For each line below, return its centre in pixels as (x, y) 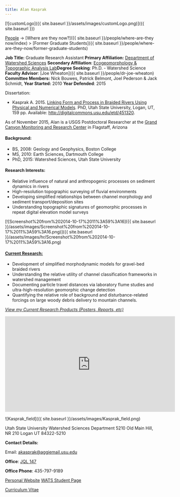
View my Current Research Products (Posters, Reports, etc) (64, 310)
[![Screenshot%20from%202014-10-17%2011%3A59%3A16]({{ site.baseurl (81, 222)
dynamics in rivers (31, 186)
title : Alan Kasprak (26, 9)
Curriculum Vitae (22, 490)
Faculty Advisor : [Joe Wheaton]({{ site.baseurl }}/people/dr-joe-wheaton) (80, 73)
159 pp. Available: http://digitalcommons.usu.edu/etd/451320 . (74, 113)
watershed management (36, 280)
